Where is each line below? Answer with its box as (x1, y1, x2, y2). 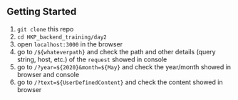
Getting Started (6, 6, 77, 18)
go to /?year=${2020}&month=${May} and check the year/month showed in (16, 62, 232, 71)
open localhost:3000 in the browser (16, 39, 123, 49)
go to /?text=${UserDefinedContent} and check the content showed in (16, 78, 223, 86)
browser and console (16, 70, 80, 79)
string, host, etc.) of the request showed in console (16, 55, 167, 64)
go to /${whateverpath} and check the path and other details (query (16, 47, 216, 56)
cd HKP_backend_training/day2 (16, 34, 108, 41)
